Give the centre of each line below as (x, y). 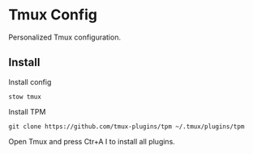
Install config (30, 81)
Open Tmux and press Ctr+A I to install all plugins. (92, 141)
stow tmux (25, 97)
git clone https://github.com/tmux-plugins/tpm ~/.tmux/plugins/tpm (126, 127)
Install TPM (27, 111)
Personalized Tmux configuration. (65, 37)
